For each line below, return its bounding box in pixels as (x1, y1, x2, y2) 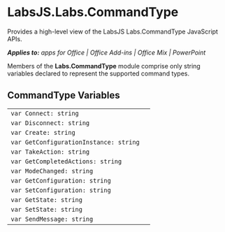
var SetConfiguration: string (10, 186, 112, 194)
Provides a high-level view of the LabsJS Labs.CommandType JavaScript (7, 27, 219, 36)
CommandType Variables (7, 89, 120, 101)
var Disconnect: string (10, 119, 90, 126)
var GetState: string (10, 196, 82, 203)
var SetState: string (10, 205, 82, 213)
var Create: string (10, 129, 75, 136)
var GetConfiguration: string (10, 176, 112, 184)
